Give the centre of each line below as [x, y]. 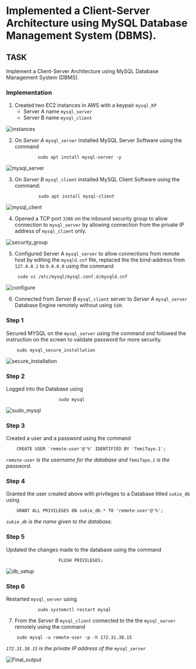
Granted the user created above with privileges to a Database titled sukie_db [98, 494]
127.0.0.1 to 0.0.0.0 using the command [64, 266]
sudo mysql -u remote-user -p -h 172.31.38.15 [74, 638]
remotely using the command [50, 627]
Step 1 [15, 320]
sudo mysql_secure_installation [56, 350]
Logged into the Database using [44, 389]
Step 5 [16, 537]
